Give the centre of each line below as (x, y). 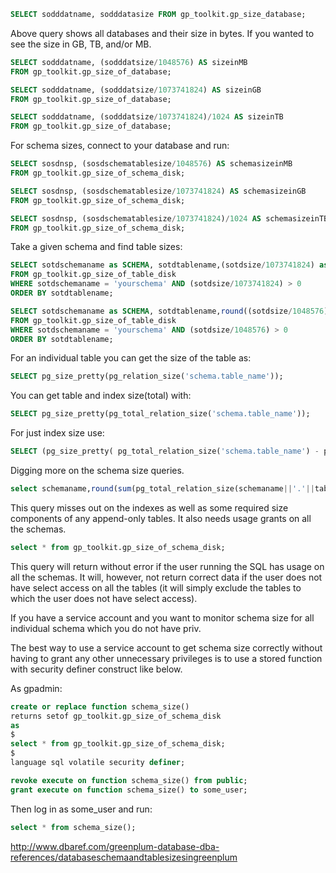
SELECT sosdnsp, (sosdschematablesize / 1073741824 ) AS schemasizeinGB (158, 191)
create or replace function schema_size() (100, 706)
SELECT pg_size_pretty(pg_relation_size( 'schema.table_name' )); (147, 376)
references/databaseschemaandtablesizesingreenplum (124, 857)
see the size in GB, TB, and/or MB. (81, 44)
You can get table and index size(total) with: (101, 396)
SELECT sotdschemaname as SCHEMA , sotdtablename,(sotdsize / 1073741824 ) (162, 265)
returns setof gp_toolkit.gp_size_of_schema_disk (116, 716)
